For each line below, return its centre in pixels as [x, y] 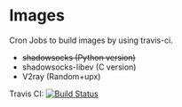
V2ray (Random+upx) [61, 76]
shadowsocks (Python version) [79, 57]
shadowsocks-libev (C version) [79, 67]
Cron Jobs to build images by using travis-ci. [91, 40]
